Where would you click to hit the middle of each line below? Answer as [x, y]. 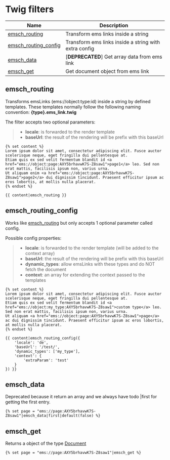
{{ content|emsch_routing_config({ [43, 338]
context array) [40, 253]
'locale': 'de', [32, 343]
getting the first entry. [28, 402]
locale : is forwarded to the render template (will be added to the [92, 248]
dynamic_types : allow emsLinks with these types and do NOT [90, 264]
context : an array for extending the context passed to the [85, 275]
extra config [80, 48]
